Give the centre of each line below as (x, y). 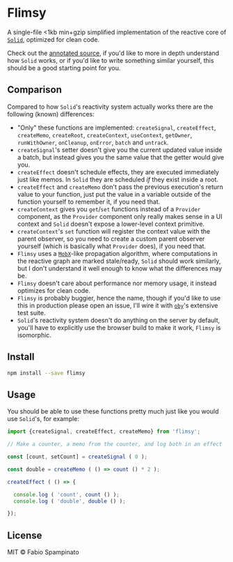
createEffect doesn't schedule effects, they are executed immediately (118, 172)
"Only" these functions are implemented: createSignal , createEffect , (116, 128)
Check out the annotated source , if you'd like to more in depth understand (113, 53)
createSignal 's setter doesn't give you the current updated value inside (120, 150)
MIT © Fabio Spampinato (43, 552)
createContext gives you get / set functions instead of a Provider (109, 209)
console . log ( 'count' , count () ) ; (66, 494)
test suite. (32, 312)
